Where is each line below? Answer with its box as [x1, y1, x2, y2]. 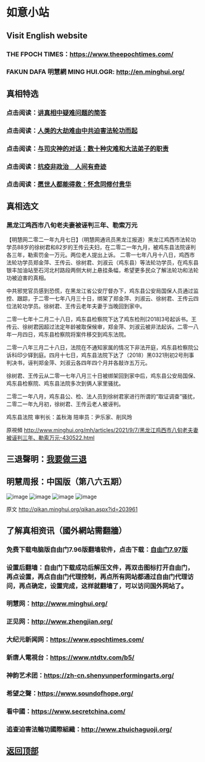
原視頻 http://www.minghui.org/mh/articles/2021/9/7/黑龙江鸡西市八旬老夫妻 [6, 427, 199, 434]
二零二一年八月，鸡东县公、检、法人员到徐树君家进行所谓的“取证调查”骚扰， [6, 393, 198, 400]
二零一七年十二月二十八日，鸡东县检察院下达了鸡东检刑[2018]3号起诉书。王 [6, 316, 197, 323]
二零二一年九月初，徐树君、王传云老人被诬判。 [6, 400, 124, 408]
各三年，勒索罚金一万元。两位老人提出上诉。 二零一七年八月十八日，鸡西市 [6, 252, 195, 259]
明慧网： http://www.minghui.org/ [6, 599, 108, 608]
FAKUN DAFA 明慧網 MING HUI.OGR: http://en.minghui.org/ [6, 68, 185, 77]
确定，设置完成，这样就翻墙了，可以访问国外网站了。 [31, 581, 188, 590]
